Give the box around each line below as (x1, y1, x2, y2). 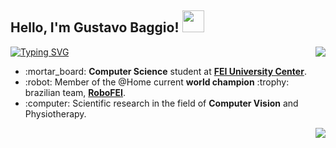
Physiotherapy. (24, 107, 87, 120)
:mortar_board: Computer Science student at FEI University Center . (24, 65, 307, 77)
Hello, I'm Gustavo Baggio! (10, 19, 180, 36)
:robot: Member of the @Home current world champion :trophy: (24, 76, 290, 88)
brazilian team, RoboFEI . (24, 86, 127, 98)
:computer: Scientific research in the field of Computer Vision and (24, 97, 299, 109)
